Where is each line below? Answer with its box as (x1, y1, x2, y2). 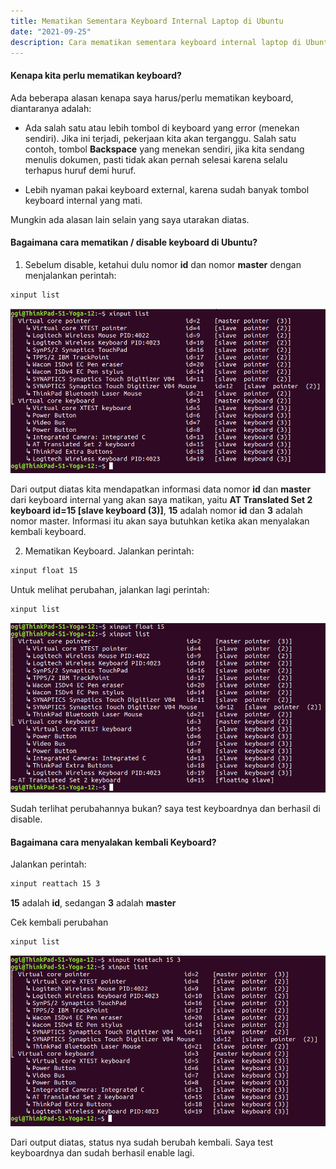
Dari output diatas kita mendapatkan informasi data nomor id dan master (10, 483, 312, 495)
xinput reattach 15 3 (10, 879, 101, 889)
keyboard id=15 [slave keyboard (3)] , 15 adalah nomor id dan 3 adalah (10, 505, 303, 517)
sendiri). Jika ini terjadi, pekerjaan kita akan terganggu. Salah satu (24, 132, 297, 144)
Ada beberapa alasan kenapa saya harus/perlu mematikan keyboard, (10, 91, 294, 104)
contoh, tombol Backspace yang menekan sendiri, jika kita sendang (24, 143, 305, 155)
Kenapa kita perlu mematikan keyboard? (10, 69, 182, 81)
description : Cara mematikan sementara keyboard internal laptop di (10, 37, 302, 47)
